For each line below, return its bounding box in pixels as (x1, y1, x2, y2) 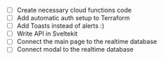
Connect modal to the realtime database (16, 45, 134, 54)
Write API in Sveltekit (16, 29, 78, 38)
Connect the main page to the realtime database (16, 38, 158, 46)
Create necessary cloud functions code (16, 6, 132, 14)
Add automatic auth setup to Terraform (16, 14, 130, 22)
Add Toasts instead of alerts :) (16, 22, 105, 30)
